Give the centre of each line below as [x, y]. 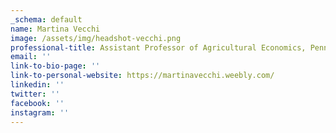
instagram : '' [40, 112]
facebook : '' [37, 103]
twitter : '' [35, 94]
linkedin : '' [37, 85]
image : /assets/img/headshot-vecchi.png [96, 38]
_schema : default [46, 19]
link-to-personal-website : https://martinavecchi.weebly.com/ [142, 76]
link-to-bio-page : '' [55, 66]
